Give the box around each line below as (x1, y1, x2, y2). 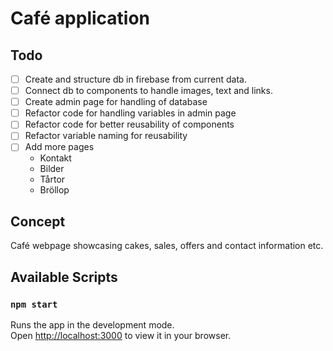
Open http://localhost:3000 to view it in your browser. (10, 329, 232, 341)
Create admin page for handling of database (24, 96, 208, 108)
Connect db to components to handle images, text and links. (24, 85, 273, 97)
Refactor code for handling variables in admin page (24, 107, 237, 119)
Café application (10, 7, 151, 30)
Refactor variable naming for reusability (24, 130, 188, 142)
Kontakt (39, 152, 72, 164)
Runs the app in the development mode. (10, 318, 175, 331)
